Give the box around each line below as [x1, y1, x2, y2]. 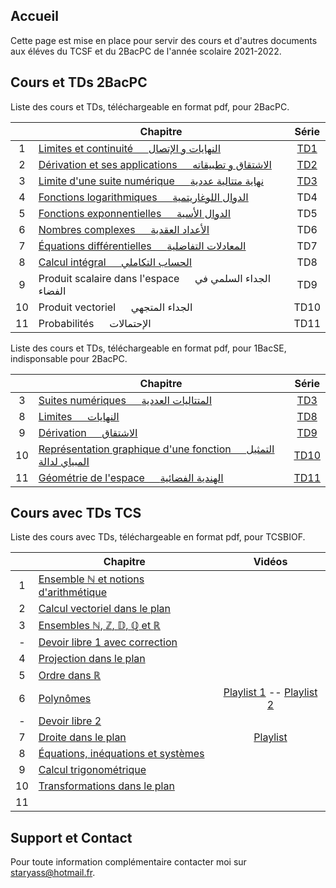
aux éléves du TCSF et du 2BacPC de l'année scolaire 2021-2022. [10, 45, 282, 57]
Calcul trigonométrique [38, 763, 147, 777]
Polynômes [38, 692, 92, 706]
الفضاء [38, 284, 67, 298]
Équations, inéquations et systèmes [38, 747, 205, 761]
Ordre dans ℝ [38, 669, 102, 683]
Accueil [10, 8, 59, 25]
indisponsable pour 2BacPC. [10, 352, 128, 364]
